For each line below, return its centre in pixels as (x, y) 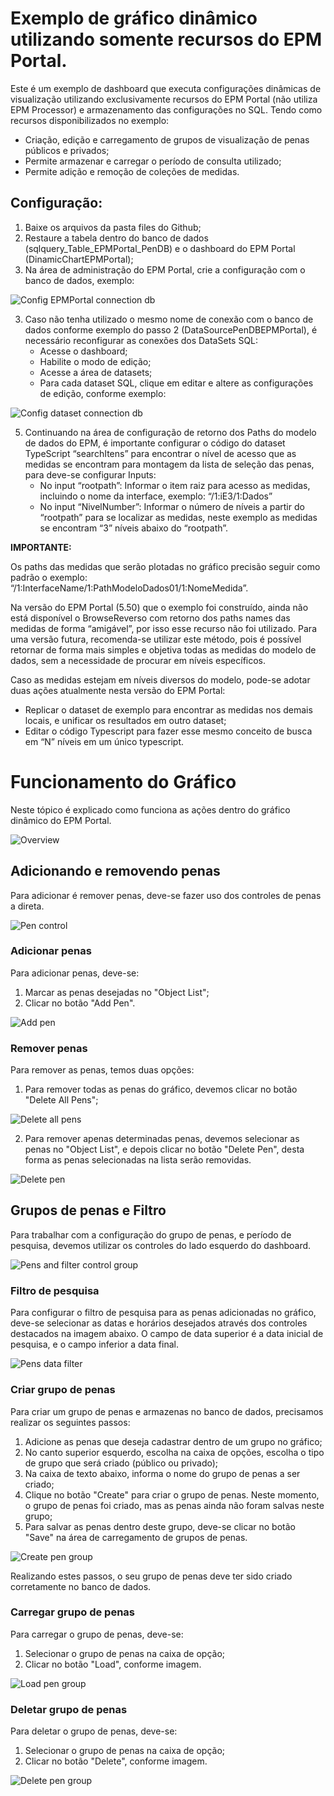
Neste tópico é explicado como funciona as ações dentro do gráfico (150, 809)
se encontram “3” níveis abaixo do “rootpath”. (134, 528)
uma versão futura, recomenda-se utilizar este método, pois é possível (156, 639)
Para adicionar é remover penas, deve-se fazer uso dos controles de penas (166, 895)
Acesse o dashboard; (83, 351)
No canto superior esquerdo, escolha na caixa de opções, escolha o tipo (174, 1452)
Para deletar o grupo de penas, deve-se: (94, 1731)
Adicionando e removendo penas (115, 871)
